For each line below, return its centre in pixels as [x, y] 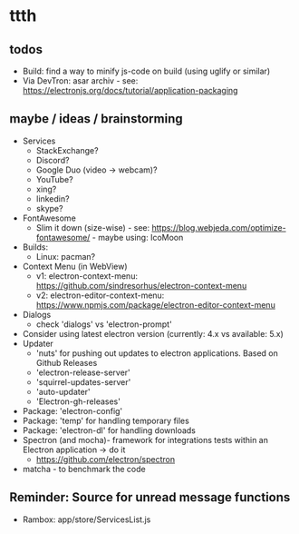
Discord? [53, 160]
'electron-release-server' [83, 372]
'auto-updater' [63, 391]
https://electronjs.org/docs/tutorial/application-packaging [130, 90]
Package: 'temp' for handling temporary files [106, 420]
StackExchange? [67, 150]
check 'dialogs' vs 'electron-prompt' [104, 324]
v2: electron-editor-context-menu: [100, 295]
